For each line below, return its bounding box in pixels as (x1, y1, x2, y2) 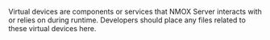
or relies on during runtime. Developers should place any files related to (8, 15, 246, 25)
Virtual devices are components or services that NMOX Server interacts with (8, 7, 262, 16)
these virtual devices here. (8, 24, 97, 33)
